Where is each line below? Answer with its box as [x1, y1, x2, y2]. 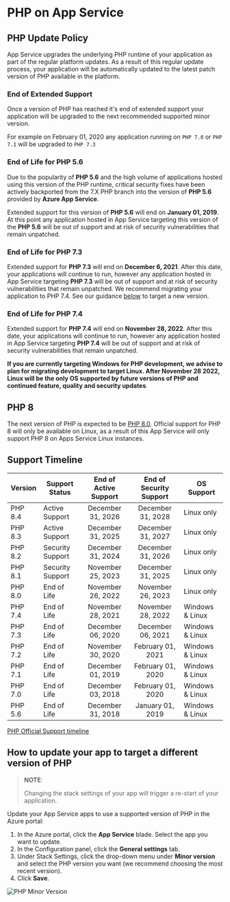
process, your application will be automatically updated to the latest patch [7, 65, 216, 73]
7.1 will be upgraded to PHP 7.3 [7, 140, 96, 148]
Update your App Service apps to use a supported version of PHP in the [7, 809, 210, 818]
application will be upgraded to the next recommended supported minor [7, 112, 210, 121]
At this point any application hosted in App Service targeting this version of [7, 215, 218, 224]
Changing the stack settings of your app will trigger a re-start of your [23, 789, 219, 797]
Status [49, 487, 71, 497]
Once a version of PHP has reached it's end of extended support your [7, 105, 204, 113]
